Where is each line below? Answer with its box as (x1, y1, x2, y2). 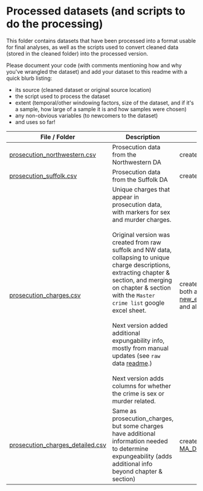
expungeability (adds (112, 452, 172, 460)
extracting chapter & (112, 268, 170, 276)
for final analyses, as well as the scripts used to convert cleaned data (6, 44, 179, 51)
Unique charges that (112, 185, 170, 193)
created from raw (112, 238, 161, 246)
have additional (112, 429, 156, 438)
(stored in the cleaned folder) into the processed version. (6, 50, 149, 57)
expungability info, (112, 336, 165, 345)
